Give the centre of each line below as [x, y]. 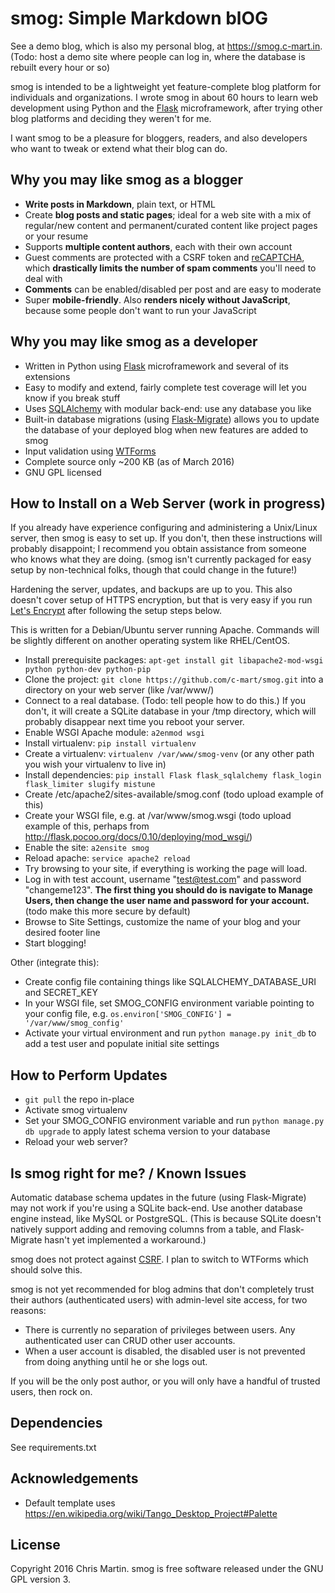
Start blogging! [55, 943]
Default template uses [70, 1503]
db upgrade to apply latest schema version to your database [147, 1131]
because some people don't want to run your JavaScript [140, 310]
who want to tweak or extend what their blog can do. [119, 148]
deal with [43, 278]
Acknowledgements [74, 1478]
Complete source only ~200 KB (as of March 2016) [129, 461]
